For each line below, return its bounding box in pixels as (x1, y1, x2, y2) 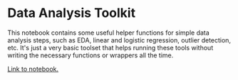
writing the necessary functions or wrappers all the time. (7, 51, 174, 59)
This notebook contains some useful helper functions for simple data (7, 28, 210, 37)
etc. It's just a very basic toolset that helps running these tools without (7, 43, 214, 52)
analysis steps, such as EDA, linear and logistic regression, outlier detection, (7, 35, 232, 44)
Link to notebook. (7, 64, 59, 73)
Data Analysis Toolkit (7, 5, 136, 21)
